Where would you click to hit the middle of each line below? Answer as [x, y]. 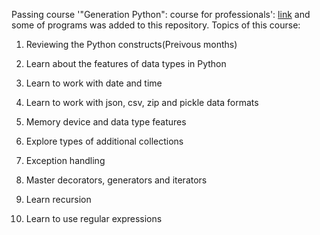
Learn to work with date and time [94, 83]
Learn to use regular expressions [94, 218]
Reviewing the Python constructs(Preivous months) [131, 44]
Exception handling [65, 160]
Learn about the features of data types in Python [126, 63]
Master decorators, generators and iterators [116, 180]
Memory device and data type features [106, 122]
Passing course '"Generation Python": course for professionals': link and [161, 14]
